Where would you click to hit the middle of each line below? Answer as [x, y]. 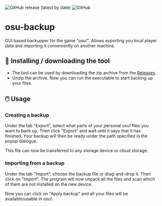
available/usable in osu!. [29, 199]
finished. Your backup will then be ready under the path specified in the [76, 136]
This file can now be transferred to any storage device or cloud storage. [77, 151]
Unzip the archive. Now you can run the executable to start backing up [82, 78]
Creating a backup [27, 115]
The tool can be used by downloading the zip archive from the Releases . [84, 72]
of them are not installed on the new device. [49, 184]
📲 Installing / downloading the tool [58, 61]
